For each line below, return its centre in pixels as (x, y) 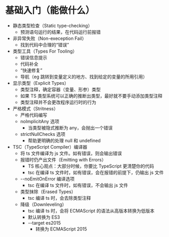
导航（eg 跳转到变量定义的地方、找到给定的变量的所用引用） (84, 77)
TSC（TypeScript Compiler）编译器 (50, 147)
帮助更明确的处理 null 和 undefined (64, 140)
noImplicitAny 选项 (40, 121)
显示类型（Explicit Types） (41, 83)
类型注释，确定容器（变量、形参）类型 (60, 89)
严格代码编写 (34, 115)
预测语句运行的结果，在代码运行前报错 (60, 32)
